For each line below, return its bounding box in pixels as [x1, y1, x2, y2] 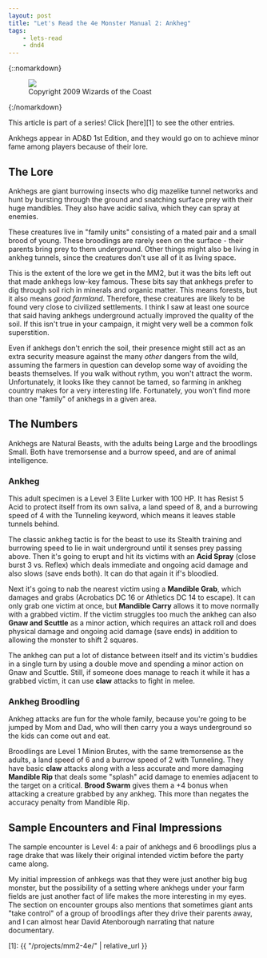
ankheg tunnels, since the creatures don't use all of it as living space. [8, 253, 237, 262]
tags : [8, 26, 26, 34]
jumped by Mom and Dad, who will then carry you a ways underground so [8, 723, 252, 732]
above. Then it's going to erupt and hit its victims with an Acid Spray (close [8, 552, 257, 561]
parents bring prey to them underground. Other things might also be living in [8, 244, 260, 253]
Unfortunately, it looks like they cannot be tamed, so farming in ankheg [8, 377, 242, 386]
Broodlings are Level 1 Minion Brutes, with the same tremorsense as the [8, 747, 244, 756]
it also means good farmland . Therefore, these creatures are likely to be [8, 293, 245, 303]
